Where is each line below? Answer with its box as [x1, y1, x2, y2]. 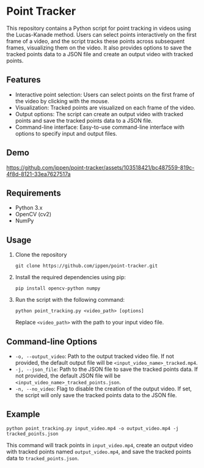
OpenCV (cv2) [15, 211, 52, 218]
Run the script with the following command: [15, 296, 125, 304]
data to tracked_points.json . [6, 454, 79, 462]
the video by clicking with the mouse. [15, 97, 109, 104]
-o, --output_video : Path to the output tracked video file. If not [15, 353, 174, 360]
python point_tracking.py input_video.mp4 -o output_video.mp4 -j [6, 425, 179, 431]
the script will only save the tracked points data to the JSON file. [15, 392, 177, 398]
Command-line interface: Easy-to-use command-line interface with [15, 123, 185, 131]
